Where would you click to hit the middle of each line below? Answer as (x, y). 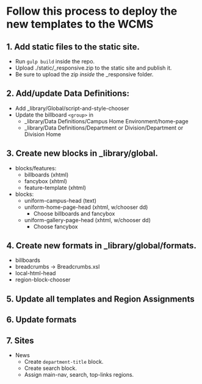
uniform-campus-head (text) (60, 200)
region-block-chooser (43, 280)
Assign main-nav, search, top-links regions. (79, 375)
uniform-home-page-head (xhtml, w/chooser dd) (86, 207)
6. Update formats (41, 320)
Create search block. (51, 368)
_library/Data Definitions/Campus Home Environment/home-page (106, 121)
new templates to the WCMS (80, 24)
